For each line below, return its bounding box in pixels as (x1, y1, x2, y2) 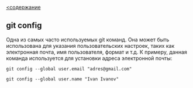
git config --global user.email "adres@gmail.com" (6, 66, 132, 72)
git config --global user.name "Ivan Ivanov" (6, 76, 119, 82)
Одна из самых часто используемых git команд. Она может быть (6, 36, 170, 43)
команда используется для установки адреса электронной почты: (6, 54, 173, 62)
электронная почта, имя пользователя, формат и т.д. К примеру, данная (6, 48, 187, 55)
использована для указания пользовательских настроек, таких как (6, 42, 175, 49)
